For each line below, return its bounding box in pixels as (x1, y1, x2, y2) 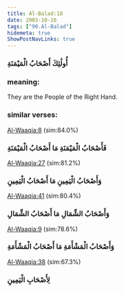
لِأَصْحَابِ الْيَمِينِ (7, 274, 50, 284)
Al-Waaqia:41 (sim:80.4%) (7, 191, 81, 200)
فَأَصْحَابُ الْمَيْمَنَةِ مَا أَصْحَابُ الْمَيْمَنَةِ (7, 143, 107, 153)
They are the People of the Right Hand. (7, 93, 118, 101)
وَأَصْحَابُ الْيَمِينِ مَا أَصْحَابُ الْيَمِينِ (7, 176, 102, 185)
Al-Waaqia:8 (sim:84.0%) (7, 126, 79, 134)
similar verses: (7, 110, 58, 120)
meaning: (7, 77, 40, 86)
